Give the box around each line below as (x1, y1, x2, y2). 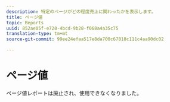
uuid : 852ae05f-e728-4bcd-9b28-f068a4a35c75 (6, 25, 119, 31)
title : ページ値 (6, 14, 43, 20)
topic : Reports (6, 20, 44, 26)
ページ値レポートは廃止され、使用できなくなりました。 (6, 90, 142, 97)
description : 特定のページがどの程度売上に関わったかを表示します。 (6, 8, 156, 15)
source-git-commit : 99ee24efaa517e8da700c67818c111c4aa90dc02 (6, 36, 164, 42)
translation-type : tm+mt (6, 31, 68, 37)
